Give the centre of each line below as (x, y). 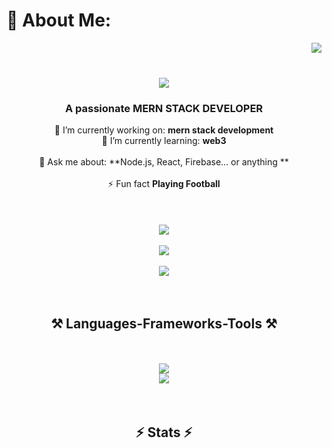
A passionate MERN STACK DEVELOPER (164, 109)
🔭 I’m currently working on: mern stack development (164, 130)
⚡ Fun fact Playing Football (164, 184)
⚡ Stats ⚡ (164, 432)
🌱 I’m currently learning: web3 (164, 141)
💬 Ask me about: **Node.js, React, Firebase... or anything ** (164, 162)
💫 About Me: (59, 20)
